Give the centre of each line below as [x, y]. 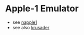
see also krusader [31, 27]
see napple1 [25, 22]
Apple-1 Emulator [42, 9]
